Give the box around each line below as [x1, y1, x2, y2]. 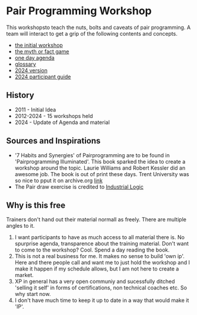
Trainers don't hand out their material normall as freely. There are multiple [6, 216, 187, 223]
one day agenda [14, 54, 55, 61]
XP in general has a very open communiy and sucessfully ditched [14, 278, 175, 285]
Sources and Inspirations [6, 136, 101, 146]
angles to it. [6, 222, 35, 230]
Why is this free [6, 200, 66, 210]
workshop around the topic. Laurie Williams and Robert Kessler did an [14, 164, 186, 171]
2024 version [14, 66, 47, 74]
